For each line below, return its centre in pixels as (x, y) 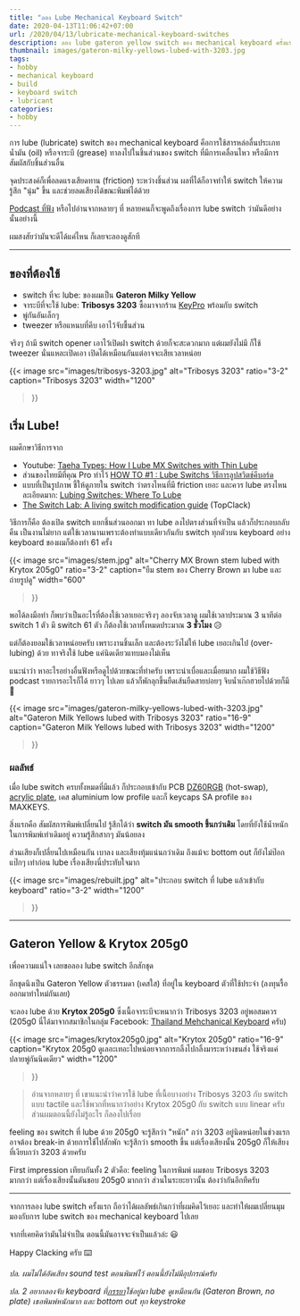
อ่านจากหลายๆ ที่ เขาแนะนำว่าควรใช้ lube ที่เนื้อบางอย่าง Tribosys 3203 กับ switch (159, 1094)
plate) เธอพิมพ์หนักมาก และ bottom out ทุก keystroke (97, 1301)
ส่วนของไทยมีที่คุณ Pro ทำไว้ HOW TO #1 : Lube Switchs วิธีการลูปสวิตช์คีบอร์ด (148, 474)
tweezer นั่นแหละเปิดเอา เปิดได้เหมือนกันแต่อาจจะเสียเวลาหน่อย (105, 353)
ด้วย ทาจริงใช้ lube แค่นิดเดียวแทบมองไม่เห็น (104, 652)
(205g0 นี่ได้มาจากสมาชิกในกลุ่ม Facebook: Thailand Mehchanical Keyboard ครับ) (148, 1021)
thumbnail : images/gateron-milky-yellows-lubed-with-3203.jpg (127, 51)
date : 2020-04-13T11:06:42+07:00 (71, 26)
